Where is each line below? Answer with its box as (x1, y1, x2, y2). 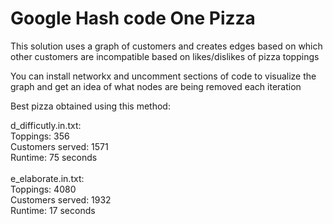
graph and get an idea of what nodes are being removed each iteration (10, 80, 302, 92)
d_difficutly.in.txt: (10, 119, 82, 131)
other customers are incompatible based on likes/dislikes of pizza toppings (10, 50, 320, 62)
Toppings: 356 (10, 130, 70, 142)
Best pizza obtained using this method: (10, 100, 171, 112)
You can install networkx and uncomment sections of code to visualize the (10, 70, 317, 82)
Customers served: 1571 (10, 140, 109, 152)
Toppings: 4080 (10, 183, 77, 195)
